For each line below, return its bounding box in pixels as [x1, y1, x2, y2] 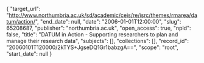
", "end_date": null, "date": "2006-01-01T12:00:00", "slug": [35, 18, 181, 25]
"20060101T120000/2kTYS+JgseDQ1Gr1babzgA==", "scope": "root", [6, 44, 178, 51]
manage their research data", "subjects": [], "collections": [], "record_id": [6, 38, 189, 44]
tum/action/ [6, 18, 35, 25]
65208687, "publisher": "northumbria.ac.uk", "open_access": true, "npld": [6, 24, 191, 31]
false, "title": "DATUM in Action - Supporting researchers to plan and [6, 31, 178, 38]
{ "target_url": [6, 5, 41, 12]
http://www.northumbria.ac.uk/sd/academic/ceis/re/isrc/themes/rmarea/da [9, 12, 198, 19]
